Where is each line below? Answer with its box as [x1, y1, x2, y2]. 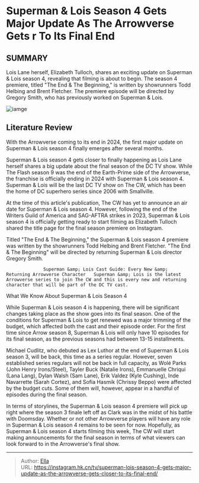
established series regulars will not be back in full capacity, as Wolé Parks [6, 359, 187, 366]
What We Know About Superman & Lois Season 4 [6, 292, 127, 299]
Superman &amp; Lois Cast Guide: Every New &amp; [43, 266, 168, 272]
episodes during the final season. [6, 390, 88, 398]
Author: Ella [20, 457, 49, 464]
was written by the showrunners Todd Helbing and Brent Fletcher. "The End [6, 242, 191, 249]
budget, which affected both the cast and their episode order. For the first [6, 322, 186, 330]
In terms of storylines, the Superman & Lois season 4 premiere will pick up [6, 402, 188, 409]
